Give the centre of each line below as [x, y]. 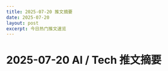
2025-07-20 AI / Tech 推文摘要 [84, 60]
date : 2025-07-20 [28, 17]
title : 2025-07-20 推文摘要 [40, 12]
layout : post [22, 23]
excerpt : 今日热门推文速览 [36, 29]
